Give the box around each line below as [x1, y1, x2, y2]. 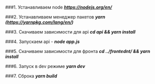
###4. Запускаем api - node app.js [5, 38, 80, 44]
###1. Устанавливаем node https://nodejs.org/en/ [5, 4, 112, 10]
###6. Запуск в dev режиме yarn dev [5, 63, 86, 69]
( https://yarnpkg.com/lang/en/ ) [5, 19, 74, 25]
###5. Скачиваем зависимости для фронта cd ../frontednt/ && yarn [5, 48, 150, 54]
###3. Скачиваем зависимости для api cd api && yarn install [5, 29, 136, 34]
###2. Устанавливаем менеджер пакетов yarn [5, 14, 106, 19]
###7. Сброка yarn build [5, 73, 57, 79]
